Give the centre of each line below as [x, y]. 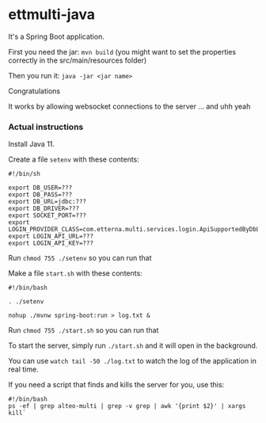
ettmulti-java [51, 15]
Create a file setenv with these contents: [74, 159]
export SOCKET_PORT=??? [47, 215]
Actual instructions [46, 127]
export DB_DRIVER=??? [44, 209]
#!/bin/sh [25, 174]
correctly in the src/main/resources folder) [78, 60]
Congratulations [34, 91]
